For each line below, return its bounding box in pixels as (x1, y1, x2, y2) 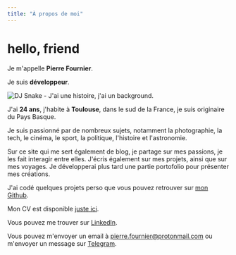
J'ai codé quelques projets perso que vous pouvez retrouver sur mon (7, 183, 209, 192)
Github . (7, 191, 29, 199)
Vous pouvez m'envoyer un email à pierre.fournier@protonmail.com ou (7, 232, 213, 240)
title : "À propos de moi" (7, 10, 83, 18)
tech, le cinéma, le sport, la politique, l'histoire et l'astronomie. (7, 133, 188, 142)
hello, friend (7, 40, 80, 56)
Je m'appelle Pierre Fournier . (7, 64, 94, 73)
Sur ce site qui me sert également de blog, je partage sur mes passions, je (7, 147, 223, 156)
